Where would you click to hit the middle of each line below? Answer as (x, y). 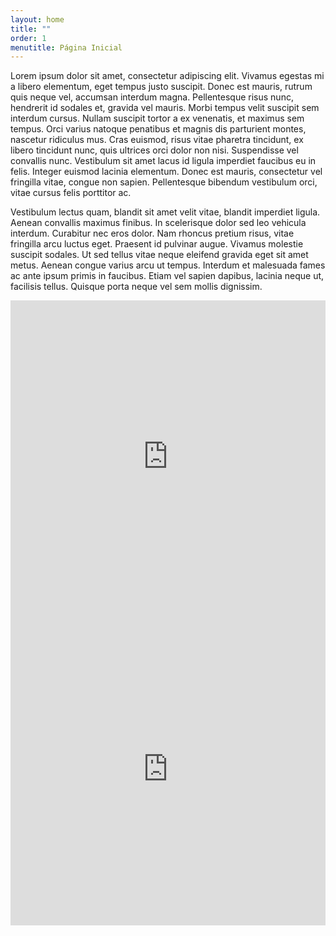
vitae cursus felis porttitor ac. (71, 193)
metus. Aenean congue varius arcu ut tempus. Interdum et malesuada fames (168, 265)
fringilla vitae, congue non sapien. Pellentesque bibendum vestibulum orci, (164, 182)
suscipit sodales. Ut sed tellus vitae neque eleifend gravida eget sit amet (159, 255)
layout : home (37, 19)
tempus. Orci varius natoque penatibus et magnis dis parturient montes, (158, 129)
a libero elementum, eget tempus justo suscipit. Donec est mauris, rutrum (161, 87)
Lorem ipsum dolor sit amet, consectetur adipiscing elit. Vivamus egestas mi (167, 76)
